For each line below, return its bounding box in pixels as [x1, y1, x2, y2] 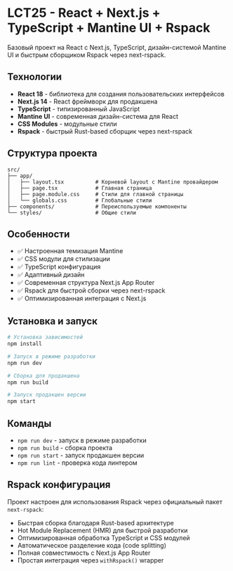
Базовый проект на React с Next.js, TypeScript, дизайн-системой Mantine [7, 43, 227, 51]
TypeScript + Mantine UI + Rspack [7, 20, 211, 36]
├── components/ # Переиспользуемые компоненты [7, 203, 187, 210]
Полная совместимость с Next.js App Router [17, 548, 151, 557]
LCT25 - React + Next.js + [7, 5, 161, 21]
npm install [7, 340, 42, 347]
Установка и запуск [7, 315, 98, 327]
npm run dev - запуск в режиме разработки [17, 436, 147, 444]
